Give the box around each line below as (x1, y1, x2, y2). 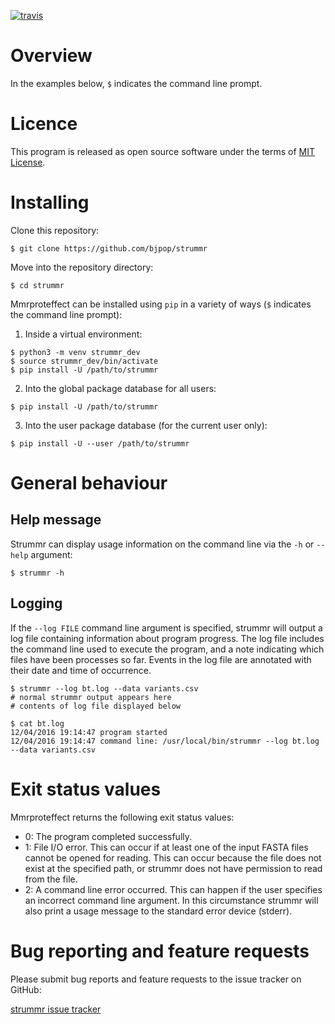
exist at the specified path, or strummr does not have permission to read (24, 862, 323, 874)
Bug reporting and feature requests (10, 940, 310, 962)
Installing (10, 191, 90, 214)
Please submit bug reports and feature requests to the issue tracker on (10, 973, 302, 985)
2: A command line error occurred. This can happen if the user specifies (24, 883, 323, 895)
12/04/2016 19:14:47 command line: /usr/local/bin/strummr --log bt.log (10, 736, 320, 746)
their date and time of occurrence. (10, 664, 152, 676)
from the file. (24, 873, 78, 885)
